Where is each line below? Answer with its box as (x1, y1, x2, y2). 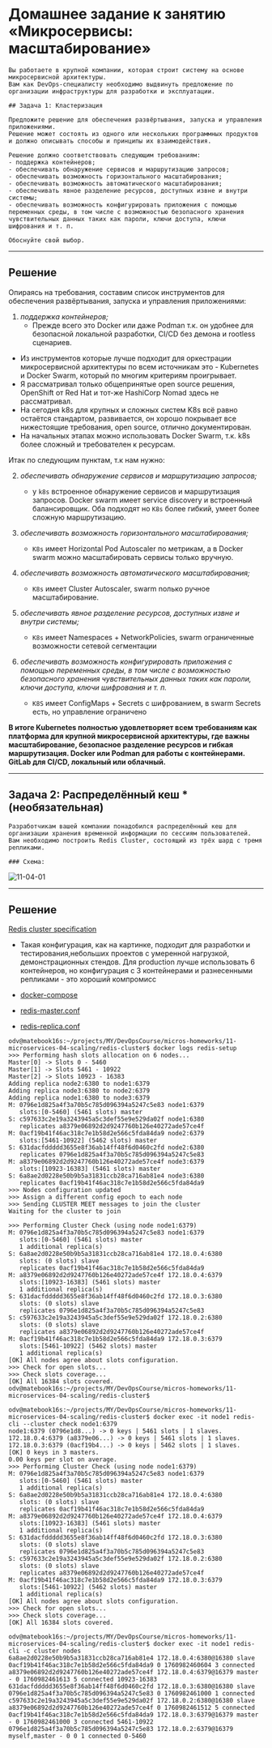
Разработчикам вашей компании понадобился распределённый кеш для (8, 822, 237, 831)
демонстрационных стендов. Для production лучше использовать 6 (19, 957, 255, 967)
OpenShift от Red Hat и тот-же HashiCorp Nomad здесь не (19, 387, 219, 397)
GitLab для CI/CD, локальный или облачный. (8, 757, 166, 767)
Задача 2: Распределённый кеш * (8, 788, 189, 802)
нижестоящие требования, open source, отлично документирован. (19, 422, 252, 432)
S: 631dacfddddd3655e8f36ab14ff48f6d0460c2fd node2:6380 (8, 1143, 205, 1152)
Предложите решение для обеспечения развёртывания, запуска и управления (8, 115, 263, 124)
